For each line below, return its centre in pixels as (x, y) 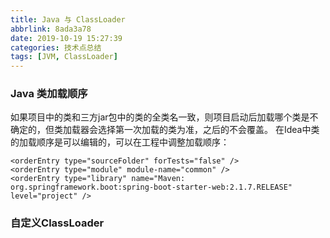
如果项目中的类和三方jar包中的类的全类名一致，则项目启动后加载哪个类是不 (164, 117)
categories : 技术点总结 (56, 47)
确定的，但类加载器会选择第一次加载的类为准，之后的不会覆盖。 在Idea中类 (165, 130)
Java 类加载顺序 (49, 94)
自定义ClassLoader (57, 223)
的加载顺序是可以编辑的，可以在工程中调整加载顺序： (120, 142)
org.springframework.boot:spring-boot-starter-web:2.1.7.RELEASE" (151, 187)
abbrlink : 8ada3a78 (51, 29)
